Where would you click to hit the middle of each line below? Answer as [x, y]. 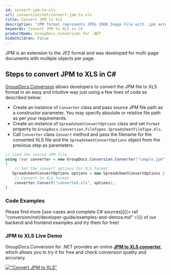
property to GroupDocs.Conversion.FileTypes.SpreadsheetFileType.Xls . [87, 129]
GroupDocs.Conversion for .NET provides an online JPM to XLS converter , [84, 247]
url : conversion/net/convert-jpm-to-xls [49, 15]
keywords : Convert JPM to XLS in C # [44, 29]
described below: [23, 97]
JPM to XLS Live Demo [34, 236]
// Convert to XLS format [42, 178]
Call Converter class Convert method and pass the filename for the [82, 134]
